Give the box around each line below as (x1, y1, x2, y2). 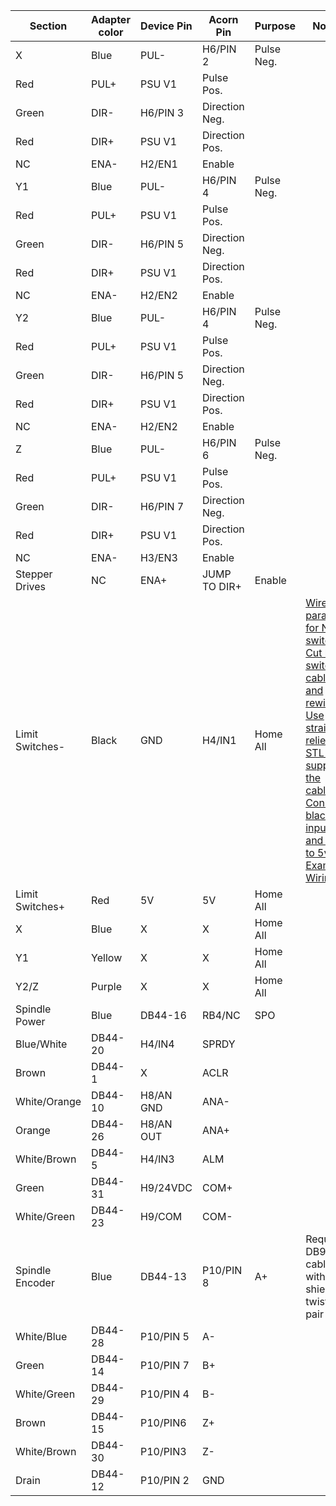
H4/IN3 (139, 1152, 175, 1166)
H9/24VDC (139, 1181, 193, 1194)
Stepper (15, 567, 53, 581)
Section (29, 19, 68, 33)
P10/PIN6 (139, 1416, 187, 1429)
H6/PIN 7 (139, 500, 185, 513)
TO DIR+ (201, 580, 242, 593)
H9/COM (139, 1210, 183, 1223)
